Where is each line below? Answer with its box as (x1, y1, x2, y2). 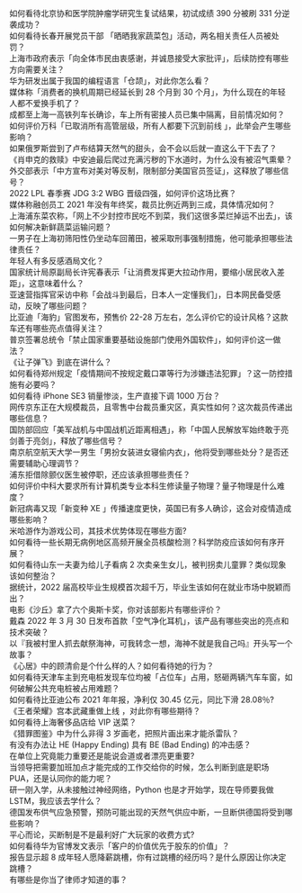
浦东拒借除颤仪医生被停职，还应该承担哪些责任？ (9, 469, 191, 480)
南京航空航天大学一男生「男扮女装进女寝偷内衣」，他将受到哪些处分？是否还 (9, 446, 289, 457)
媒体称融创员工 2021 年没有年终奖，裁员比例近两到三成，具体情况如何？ (9, 199, 276, 210)
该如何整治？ (9, 571, 57, 581)
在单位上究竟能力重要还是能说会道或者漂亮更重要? (9, 751, 195, 761)
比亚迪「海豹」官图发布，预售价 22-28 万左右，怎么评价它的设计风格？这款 (9, 311, 289, 322)
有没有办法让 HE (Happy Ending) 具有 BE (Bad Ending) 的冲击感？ (9, 739, 252, 750)
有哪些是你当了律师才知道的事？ (9, 874, 128, 885)
